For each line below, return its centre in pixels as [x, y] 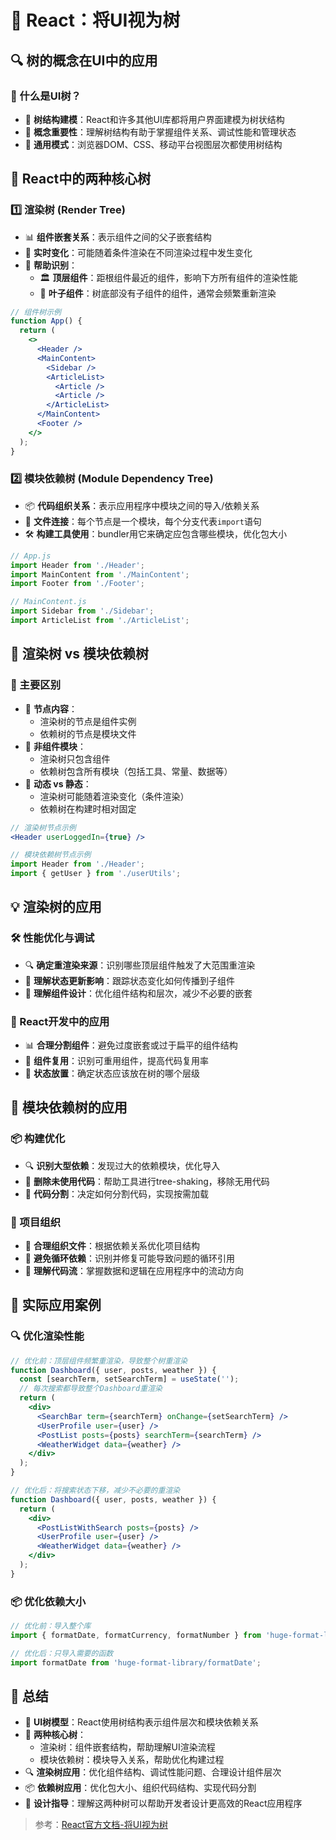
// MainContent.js [48, 602]
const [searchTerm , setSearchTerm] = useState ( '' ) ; [129, 1379]
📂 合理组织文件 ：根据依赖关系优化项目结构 [112, 1246]
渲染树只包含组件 [75, 758]
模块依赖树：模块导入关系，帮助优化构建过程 [132, 1760]
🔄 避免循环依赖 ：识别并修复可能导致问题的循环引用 [129, 1258]
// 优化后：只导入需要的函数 [62, 1653]
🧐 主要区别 [36, 685]
